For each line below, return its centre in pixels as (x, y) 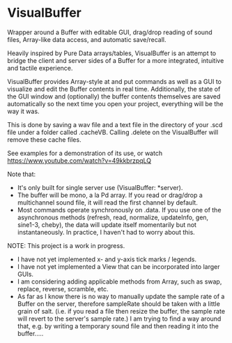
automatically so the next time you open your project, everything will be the (115, 103)
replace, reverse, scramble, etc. (63, 289)
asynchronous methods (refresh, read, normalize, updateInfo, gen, (113, 217)
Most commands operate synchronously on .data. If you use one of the (119, 210)
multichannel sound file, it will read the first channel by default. (108, 202)
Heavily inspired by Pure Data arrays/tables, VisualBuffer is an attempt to (112, 53)
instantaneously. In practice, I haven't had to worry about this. (106, 232)
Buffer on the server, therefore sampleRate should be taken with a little (119, 304)
